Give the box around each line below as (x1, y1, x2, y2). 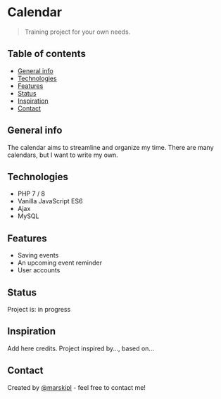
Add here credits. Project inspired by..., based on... (7, 344, 155, 353)
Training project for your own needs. (24, 27, 131, 36)
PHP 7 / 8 (17, 189, 46, 198)
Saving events (17, 251, 59, 260)
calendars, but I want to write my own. (7, 151, 118, 159)
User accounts (17, 266, 61, 274)
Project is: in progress (7, 305, 71, 313)
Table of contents (7, 48, 86, 60)
